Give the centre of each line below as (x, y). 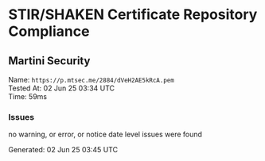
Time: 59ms (28, 96)
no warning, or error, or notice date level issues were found (105, 134)
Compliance (49, 31)
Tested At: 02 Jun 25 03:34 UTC (62, 88)
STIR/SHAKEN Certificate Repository (133, 15)
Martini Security (49, 61)
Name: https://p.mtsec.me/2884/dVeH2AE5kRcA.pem (92, 80)
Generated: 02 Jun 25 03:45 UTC (63, 150)
